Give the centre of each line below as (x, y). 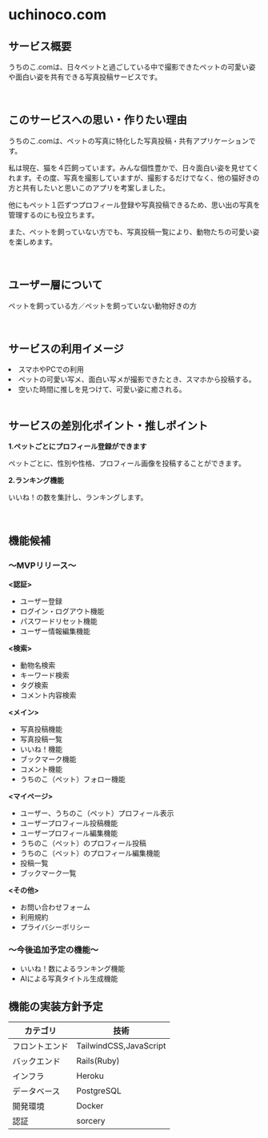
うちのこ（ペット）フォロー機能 (72, 779)
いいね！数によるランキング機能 (72, 968)
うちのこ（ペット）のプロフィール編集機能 (90, 853)
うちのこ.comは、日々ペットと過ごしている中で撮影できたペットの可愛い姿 (132, 67)
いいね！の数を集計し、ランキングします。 (78, 497)
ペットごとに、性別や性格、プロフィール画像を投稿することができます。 (127, 463)
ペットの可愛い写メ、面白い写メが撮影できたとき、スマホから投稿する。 (137, 379)
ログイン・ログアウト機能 (62, 611)
